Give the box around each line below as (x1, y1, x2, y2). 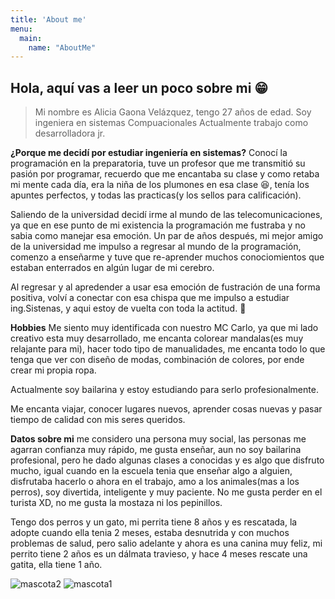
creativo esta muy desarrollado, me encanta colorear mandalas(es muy (10, 332, 304, 345)
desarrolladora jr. (34, 127, 106, 140)
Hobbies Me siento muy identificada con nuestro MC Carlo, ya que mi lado (10, 322, 319, 334)
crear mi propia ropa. (10, 364, 97, 376)
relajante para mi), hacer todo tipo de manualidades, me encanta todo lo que (10, 343, 326, 355)
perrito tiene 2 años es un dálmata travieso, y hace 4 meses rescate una (10, 548, 308, 560)
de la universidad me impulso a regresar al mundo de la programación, (10, 241, 302, 253)
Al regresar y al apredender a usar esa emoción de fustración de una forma (10, 281, 321, 293)
